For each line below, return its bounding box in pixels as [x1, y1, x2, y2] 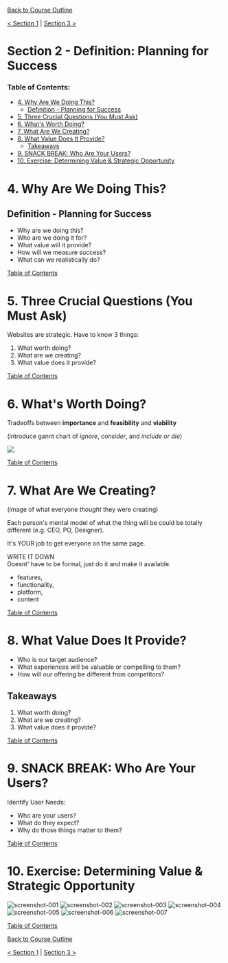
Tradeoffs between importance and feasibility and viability [7, 419, 177, 427]
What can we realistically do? [16, 256, 100, 264]
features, [16, 573, 43, 581]
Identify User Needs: [7, 798, 66, 806]
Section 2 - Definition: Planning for [7, 43, 209, 59]
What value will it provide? [16, 241, 92, 249]
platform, [16, 588, 43, 597]
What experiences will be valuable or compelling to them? [16, 663, 181, 671]
